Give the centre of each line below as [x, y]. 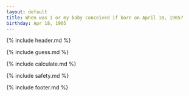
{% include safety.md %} [38, 76]
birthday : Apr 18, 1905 [36, 23]
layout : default [27, 12]
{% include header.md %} [39, 41]
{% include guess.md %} [37, 52]
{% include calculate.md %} [41, 64]
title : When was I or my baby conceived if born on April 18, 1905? [95, 18]
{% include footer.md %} [37, 87]
